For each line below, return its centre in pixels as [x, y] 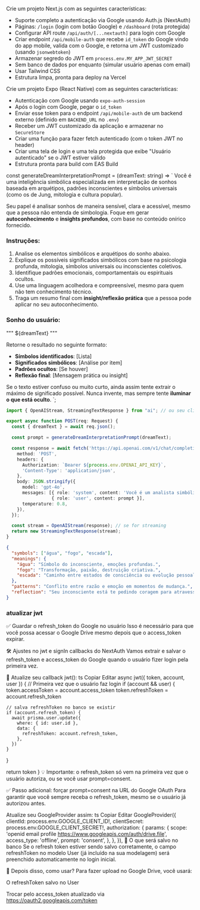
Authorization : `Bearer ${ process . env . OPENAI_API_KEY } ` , [94, 465]
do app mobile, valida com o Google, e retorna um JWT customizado [99, 45]
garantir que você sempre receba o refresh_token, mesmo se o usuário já [96, 797]
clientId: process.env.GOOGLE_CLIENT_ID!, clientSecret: [75, 822]
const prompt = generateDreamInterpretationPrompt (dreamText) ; [91, 438]
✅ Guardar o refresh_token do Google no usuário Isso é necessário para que [100, 626]
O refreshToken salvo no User [43, 883]
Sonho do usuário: [33, 320]
